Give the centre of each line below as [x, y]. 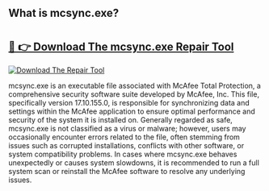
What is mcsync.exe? [64, 13]
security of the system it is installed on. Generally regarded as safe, [120, 120]
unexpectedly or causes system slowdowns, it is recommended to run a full [134, 163]
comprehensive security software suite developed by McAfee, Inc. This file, [134, 94]
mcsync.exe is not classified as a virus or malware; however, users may [127, 129]
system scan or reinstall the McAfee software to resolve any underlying [127, 171]
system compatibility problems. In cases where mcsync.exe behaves [123, 154]
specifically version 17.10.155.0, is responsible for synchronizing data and [129, 103]
